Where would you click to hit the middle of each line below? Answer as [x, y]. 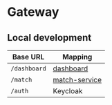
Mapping [77, 57]
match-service [77, 80]
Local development [49, 38]
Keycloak [68, 91]
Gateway [33, 12]
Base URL [28, 57]
